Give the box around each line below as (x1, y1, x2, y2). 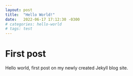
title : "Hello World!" (5, 12, 55, 17)
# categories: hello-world (5, 21, 62, 27)
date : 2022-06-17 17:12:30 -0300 (5, 17, 80, 22)
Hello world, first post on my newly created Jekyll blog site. (5, 65, 128, 71)
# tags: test (5, 26, 33, 31)
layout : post (5, 7, 33, 13)
